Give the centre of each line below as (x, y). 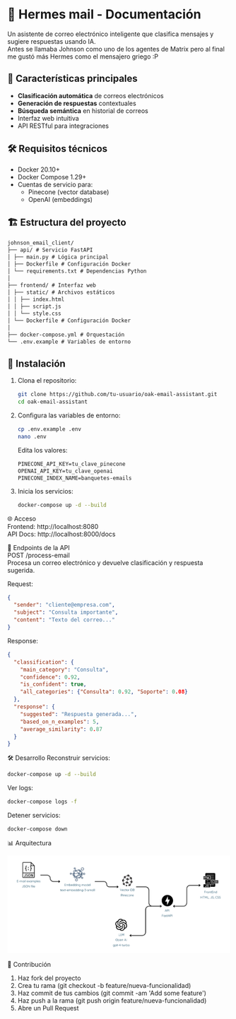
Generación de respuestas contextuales (77, 103)
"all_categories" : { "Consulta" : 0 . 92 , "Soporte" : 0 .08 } (104, 692)
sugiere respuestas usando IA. (52, 41)
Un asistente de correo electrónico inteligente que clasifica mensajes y (111, 34)
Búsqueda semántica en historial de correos (83, 111)
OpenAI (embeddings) (60, 199)
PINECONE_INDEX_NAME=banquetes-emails (75, 478)
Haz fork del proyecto (49, 978)
